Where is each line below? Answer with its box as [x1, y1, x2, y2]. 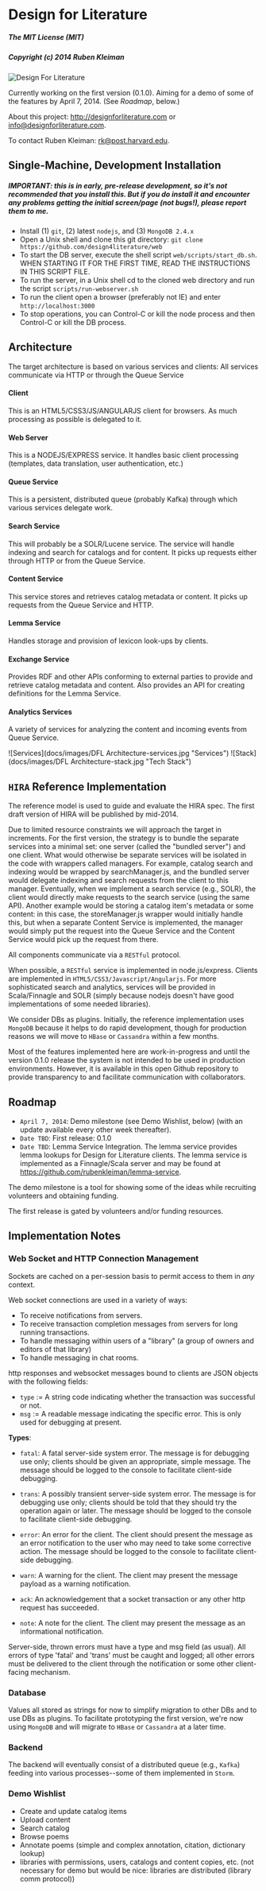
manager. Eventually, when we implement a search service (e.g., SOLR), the [8, 884, 256, 893]
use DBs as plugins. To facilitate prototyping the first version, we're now [8, 1713, 244, 1722]
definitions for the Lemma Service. [8, 689, 121, 699]
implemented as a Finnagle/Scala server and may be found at [19, 1158, 221, 1168]
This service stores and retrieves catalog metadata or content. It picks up [8, 591, 249, 601]
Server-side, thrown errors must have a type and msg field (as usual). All [8, 1641, 246, 1651]
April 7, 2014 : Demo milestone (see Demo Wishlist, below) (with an [19, 1116, 244, 1126]
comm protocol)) [19, 1874, 75, 1883]
